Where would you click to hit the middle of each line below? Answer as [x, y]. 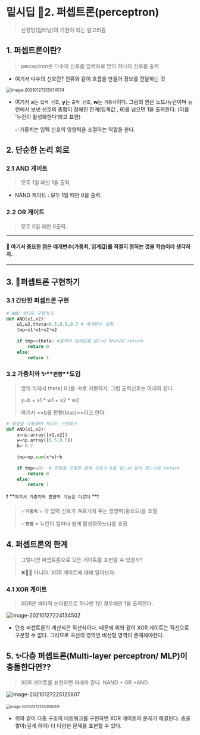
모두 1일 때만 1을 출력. [46, 183]
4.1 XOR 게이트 [27, 589]
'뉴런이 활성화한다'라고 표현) [48, 116]
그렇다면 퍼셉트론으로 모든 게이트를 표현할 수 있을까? [82, 560]
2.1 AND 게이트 [27, 169]
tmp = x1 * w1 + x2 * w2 [37, 330]
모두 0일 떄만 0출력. [44, 226]
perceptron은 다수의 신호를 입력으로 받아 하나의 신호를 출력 [90, 66]
